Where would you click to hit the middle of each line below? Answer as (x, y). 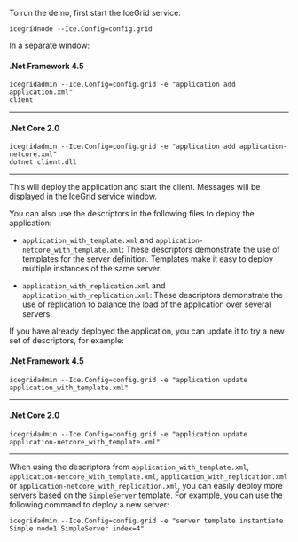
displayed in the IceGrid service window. (83, 196)
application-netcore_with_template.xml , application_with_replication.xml (149, 476)
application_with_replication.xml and (94, 286)
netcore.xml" (33, 154)
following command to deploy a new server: (90, 504)
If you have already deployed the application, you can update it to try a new (147, 331)
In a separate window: (50, 45)
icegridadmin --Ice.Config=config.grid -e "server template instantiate (146, 521)
